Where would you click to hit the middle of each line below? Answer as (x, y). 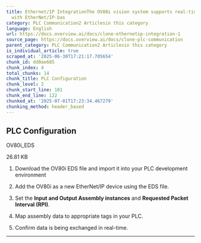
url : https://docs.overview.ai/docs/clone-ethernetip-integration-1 (93, 34)
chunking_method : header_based (45, 106)
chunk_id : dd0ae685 (31, 62)
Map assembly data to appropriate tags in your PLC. (79, 216)
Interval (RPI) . (32, 205)
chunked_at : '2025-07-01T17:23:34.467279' (60, 101)
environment (31, 175)
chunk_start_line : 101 (34, 90)
